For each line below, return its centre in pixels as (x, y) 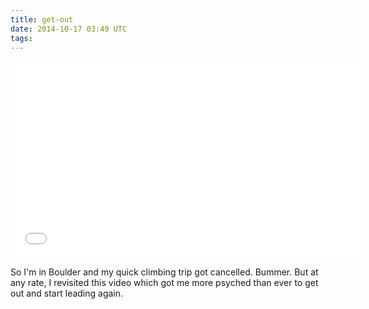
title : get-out (42, 19)
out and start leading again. (67, 293)
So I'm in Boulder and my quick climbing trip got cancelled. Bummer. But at (164, 272)
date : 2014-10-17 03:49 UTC (69, 29)
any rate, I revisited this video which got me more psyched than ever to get (164, 283)
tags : (21, 38)
